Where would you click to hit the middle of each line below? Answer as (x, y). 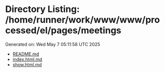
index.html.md (27, 59)
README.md (26, 54)
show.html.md (27, 64)
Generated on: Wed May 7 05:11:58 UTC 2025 (53, 44)
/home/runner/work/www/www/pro (82, 20)
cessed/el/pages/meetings (63, 30)
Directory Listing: (42, 9)
